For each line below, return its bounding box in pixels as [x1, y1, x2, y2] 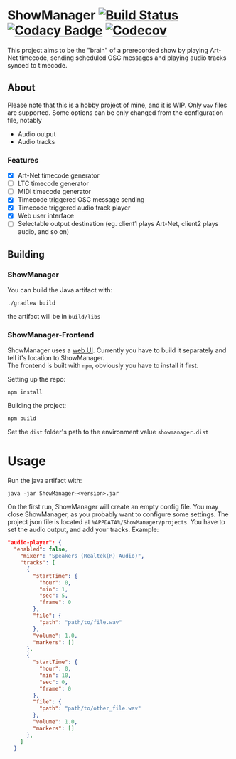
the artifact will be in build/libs [7, 312, 101, 321]
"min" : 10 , [38, 671, 72, 679]
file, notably [7, 116, 43, 124]
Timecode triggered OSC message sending [17, 195, 145, 204]
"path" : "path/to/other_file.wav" [38, 705, 141, 713]
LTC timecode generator [17, 179, 90, 188]
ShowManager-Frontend [7, 330, 95, 340]
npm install [7, 389, 43, 396]
